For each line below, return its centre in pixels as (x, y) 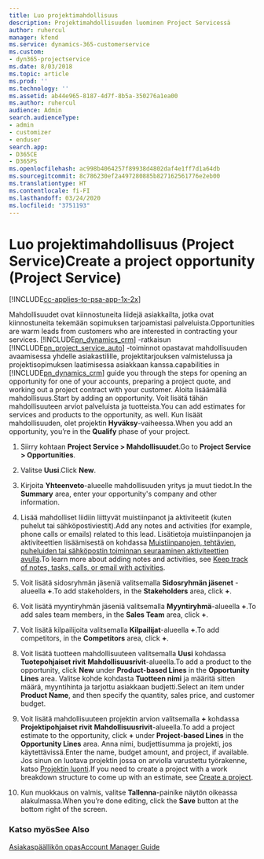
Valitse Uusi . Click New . (58, 470)
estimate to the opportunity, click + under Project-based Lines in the (132, 736)
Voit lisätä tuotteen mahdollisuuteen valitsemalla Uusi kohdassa (123, 654)
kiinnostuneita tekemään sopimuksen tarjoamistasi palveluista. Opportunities (132, 323)
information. (40, 502)
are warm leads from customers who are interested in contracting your (123, 332)
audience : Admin (35, 111)
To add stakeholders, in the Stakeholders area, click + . (143, 591)
